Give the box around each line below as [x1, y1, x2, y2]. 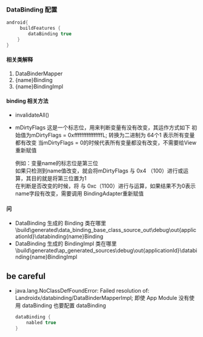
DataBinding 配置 [6, 5, 58, 13]
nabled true [26, 319, 56, 325]
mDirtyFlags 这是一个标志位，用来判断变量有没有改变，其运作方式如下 [15, 124, 191, 131]
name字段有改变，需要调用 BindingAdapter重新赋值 [15, 190, 144, 197]
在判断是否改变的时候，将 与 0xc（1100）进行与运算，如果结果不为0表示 [15, 182, 196, 189]
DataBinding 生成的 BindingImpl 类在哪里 [15, 240, 117, 247]
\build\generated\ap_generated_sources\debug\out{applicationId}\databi [15, 247, 198, 254]
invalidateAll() [15, 111, 50, 119]
